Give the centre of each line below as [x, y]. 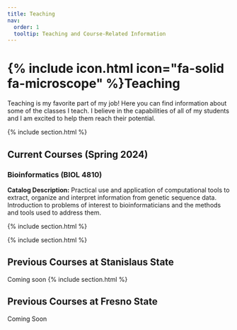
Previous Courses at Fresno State [82, 302]
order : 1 [27, 27]
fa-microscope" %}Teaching [94, 84]
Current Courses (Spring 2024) [78, 154]
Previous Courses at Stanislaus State [91, 262]
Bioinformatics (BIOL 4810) [55, 174]
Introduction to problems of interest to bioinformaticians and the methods [114, 205]
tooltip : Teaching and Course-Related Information [90, 34]
